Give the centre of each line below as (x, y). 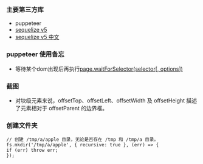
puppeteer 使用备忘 (36, 54)
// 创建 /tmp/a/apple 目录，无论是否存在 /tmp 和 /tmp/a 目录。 (83, 140)
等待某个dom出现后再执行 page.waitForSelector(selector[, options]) (99, 69)
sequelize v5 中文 (37, 37)
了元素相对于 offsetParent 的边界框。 (61, 108)
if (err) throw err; (33, 151)
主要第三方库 (25, 9)
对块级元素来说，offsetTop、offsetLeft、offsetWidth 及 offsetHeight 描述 (106, 100)
